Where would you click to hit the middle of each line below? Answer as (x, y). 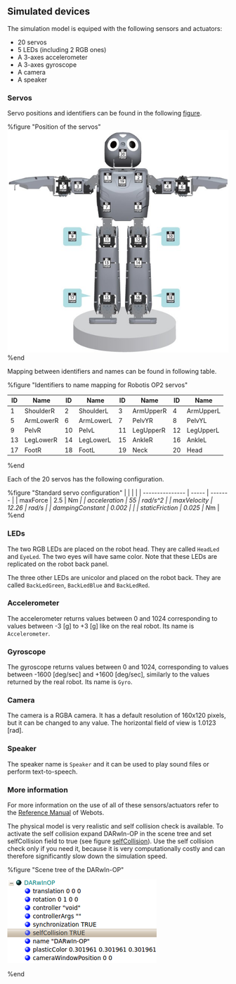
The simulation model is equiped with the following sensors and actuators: (115, 28)
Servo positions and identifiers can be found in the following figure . (105, 113)
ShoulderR (39, 410)
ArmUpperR (150, 410)
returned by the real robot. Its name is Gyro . (70, 682)
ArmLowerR (41, 420)
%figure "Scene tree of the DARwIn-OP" (66, 869)
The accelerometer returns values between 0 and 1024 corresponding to (112, 618)
